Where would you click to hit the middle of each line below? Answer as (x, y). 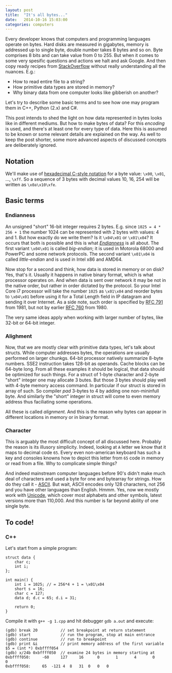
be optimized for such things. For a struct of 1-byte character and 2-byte (82, 375)
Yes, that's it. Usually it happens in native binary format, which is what (79, 275)
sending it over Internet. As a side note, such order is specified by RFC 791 (84, 302)
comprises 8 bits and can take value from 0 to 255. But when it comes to (82, 55)
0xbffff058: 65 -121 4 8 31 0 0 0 (57, 666)
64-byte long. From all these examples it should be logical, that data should (85, 369)
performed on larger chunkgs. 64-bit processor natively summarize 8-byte (84, 358)
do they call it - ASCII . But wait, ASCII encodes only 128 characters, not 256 (85, 484)
